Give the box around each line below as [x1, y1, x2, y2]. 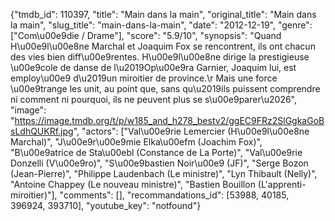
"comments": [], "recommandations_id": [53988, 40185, [59, 189, 290, 201]
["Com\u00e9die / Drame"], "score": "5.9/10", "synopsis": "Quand [10, 30, 282, 41]
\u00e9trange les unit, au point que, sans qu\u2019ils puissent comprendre [10, 83, 321, 94]
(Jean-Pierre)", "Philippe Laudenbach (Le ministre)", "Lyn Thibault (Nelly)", [10, 168, 318, 179]
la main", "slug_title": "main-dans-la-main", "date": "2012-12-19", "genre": [10, 19, 313, 31]
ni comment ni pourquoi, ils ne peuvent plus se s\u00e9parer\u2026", [10, 94, 298, 105]
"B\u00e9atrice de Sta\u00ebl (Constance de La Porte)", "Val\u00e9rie [10, 147, 303, 158]
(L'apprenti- [257, 179, 307, 190]
